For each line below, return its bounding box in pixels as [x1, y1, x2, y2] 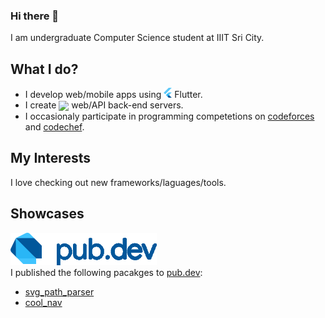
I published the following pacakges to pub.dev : [10, 266, 203, 278]
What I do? [10, 60, 79, 78]
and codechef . [24, 120, 85, 133]
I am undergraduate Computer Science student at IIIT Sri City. [10, 32, 265, 44]
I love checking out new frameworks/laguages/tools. [10, 176, 227, 188]
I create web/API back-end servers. [24, 99, 184, 111]
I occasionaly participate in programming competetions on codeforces [24, 110, 315, 122]
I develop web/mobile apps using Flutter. [24, 89, 203, 101]
